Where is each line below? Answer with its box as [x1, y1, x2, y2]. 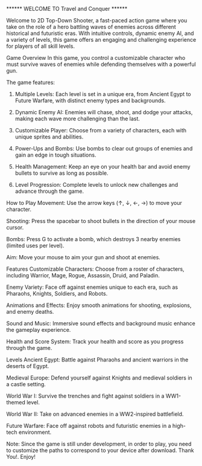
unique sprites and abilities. [14, 133, 84, 140]
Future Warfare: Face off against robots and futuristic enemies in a [6, 422, 171, 429]
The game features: [6, 79, 55, 86]
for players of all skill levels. [6, 42, 75, 50]
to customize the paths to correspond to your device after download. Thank [6, 447, 194, 454]
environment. [18, 429, 52, 436]
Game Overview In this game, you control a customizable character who [6, 54, 186, 61]
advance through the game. [14, 187, 84, 195]
